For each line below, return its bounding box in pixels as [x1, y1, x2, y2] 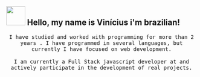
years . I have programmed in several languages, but [20, 39, 183, 46]
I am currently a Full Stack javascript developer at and [14, 58, 189, 65]
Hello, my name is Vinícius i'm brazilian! [27, 18, 180, 28]
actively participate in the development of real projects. [10, 64, 193, 71]
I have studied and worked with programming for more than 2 [8, 33, 195, 40]
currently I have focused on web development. [31, 45, 172, 52]
